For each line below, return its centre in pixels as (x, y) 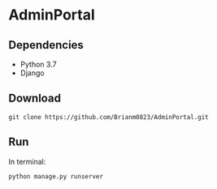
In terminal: (27, 161)
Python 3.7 (38, 64)
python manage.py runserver (56, 176)
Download (35, 99)
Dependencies (46, 45)
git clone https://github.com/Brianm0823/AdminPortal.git (108, 117)
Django (32, 73)
